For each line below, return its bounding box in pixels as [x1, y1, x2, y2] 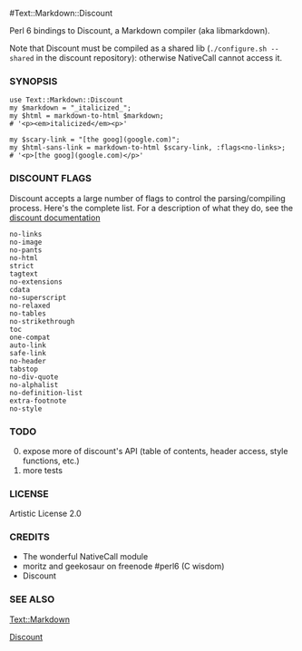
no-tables [9, 308, 47, 318]
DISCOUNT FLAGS [9, 172, 93, 185]
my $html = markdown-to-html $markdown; [9, 112, 165, 121]
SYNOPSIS [9, 74, 58, 87]
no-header [9, 356, 47, 365]
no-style [9, 403, 43, 413]
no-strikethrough [9, 316, 75, 325]
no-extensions [9, 277, 63, 287]
